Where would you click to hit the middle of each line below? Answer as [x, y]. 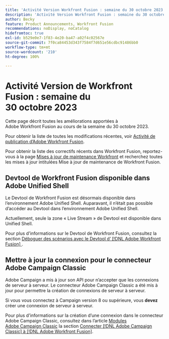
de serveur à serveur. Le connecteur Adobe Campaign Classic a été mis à [81, 285]
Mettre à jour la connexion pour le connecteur [78, 260]
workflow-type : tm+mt [28, 47]
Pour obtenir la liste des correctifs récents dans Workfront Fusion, [73, 151]
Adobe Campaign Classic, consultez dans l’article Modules [66, 320]
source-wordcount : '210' [31, 52]
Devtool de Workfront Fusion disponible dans [77, 178]
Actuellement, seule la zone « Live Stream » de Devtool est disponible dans [83, 218]
